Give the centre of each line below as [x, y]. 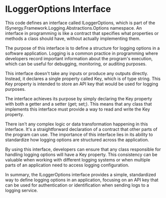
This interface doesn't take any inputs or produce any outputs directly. [77, 73]
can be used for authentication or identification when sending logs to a [77, 185]
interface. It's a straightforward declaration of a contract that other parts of [81, 129]
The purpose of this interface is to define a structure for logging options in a [83, 48]
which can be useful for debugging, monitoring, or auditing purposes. [76, 64]
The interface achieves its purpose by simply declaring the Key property [79, 99]
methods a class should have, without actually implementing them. [73, 39]
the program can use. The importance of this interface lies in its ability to [79, 134]
